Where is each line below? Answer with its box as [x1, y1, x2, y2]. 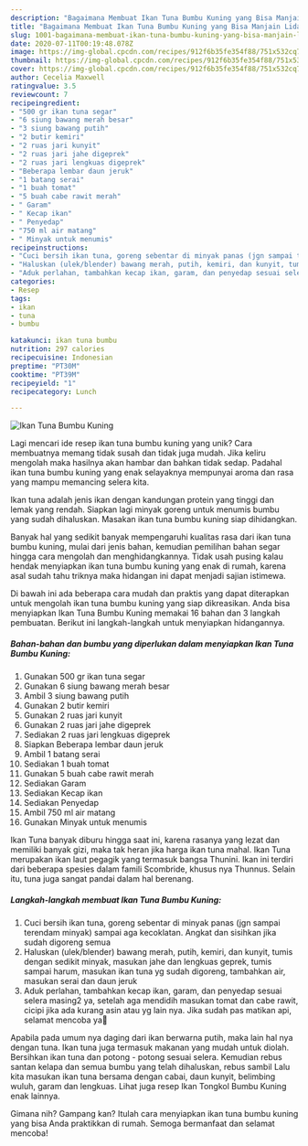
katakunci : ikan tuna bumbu [10, 336, 118, 346]
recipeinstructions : [10, 243, 90, 252]
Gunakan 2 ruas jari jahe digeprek [23, 720, 152, 731]
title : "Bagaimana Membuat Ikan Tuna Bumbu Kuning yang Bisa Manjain [10, 22, 281, 31]
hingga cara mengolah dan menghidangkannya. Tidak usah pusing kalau [10, 551, 284, 562]
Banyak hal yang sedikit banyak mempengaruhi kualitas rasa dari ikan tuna [10, 531, 292, 542]
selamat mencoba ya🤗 [23, 1014, 108, 1025]
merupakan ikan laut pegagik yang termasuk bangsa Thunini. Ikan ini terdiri [10, 854, 293, 865]
